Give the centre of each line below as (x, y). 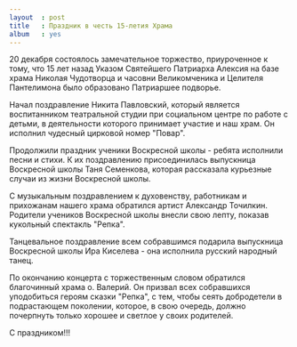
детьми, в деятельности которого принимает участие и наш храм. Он (142, 124)
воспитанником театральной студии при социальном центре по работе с (149, 114)
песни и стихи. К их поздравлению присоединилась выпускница (132, 160)
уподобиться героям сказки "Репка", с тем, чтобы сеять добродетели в (146, 297)
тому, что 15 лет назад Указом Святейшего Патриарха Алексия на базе (144, 69)
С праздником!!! (40, 333)
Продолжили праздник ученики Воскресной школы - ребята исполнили (146, 150)
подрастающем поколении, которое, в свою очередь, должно (128, 306)
